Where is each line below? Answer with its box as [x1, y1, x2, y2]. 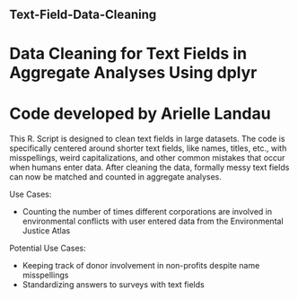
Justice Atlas [22, 224, 71, 236]
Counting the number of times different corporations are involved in [22, 206, 272, 216]
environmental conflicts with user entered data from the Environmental [22, 215, 285, 226]
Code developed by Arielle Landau [9, 103, 271, 124]
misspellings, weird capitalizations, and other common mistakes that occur [9, 152, 285, 163]
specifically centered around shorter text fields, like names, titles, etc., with [9, 143, 287, 154]
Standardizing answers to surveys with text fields [22, 278, 205, 290]
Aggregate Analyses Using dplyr [9, 62, 258, 83]
